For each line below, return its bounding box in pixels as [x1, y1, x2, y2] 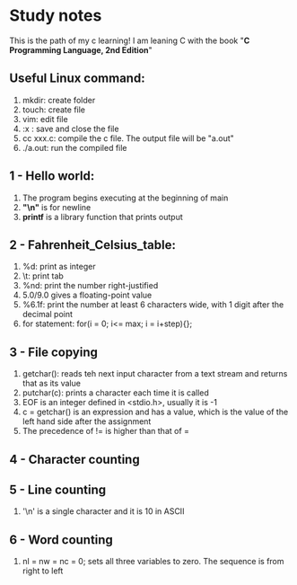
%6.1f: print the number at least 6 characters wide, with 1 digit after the [22, 299, 284, 310]
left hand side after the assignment [22, 416, 152, 427]
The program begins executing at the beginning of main [22, 192, 229, 203]
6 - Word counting [9, 532, 114, 547]
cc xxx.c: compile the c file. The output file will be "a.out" [22, 132, 235, 144]
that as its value [22, 378, 81, 389]
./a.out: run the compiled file [22, 142, 127, 153]
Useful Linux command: [9, 71, 145, 86]
